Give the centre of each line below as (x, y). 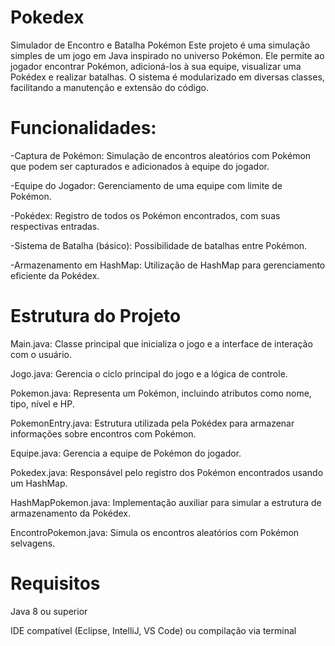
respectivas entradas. (55, 226)
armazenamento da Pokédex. (71, 513)
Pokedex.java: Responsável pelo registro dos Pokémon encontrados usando (167, 472)
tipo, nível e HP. (42, 403)
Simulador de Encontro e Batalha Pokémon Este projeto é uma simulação (160, 45)
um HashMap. (39, 483)
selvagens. (33, 543)
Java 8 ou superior (49, 611)
